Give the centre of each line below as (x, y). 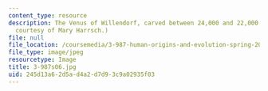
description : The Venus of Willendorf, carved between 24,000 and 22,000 (134, 23)
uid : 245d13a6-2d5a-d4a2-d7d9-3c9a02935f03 (82, 74)
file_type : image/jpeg (46, 52)
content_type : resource (48, 15)
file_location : (33, 45)
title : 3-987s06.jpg (43, 67)
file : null (26, 38)
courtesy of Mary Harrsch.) (62, 30)
